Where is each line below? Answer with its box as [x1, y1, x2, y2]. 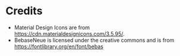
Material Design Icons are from [14, 24, 90, 31]
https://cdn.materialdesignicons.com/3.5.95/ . [14, 30, 125, 37]
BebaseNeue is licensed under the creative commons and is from [14, 36, 175, 43]
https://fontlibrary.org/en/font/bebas [14, 43, 103, 50]
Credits [5, 4, 43, 18]
